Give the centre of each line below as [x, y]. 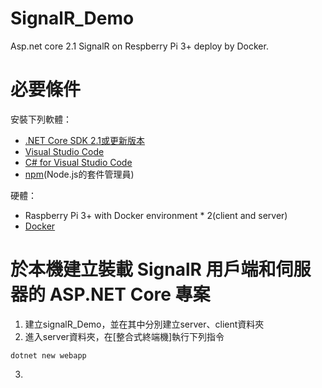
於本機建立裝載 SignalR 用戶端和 [143, 269]
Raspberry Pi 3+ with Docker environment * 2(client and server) [156, 215]
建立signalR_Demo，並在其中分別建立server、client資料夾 [144, 324]
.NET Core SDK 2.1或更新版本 [85, 140]
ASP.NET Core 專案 [130, 294]
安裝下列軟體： [41, 119]
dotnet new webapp [48, 355]
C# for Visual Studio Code [78, 162]
